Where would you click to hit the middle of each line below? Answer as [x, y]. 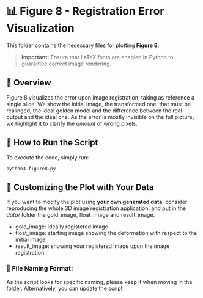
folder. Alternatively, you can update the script [65, 288]
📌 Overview [29, 83]
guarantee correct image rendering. [66, 64]
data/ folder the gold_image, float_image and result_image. [81, 215]
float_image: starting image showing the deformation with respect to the [106, 233]
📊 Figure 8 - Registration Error [85, 11]
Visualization [40, 28]
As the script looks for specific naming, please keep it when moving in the [99, 282]
